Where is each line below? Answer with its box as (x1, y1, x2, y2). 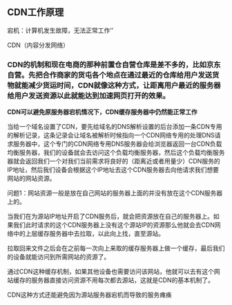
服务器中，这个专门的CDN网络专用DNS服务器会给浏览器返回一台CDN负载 (12, 140, 222, 148)
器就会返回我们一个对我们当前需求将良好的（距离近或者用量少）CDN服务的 (7, 157, 220, 166)
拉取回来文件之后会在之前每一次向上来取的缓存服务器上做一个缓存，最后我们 (7, 244, 225, 253)
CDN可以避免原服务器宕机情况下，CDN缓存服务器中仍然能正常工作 (7, 108, 198, 116)
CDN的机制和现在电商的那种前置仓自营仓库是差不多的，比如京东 (7, 59, 221, 69)
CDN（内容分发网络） (7, 41, 69, 49)
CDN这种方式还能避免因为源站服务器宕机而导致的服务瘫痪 (7, 291, 172, 299)
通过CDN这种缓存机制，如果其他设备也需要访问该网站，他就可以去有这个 (7, 268, 214, 276)
